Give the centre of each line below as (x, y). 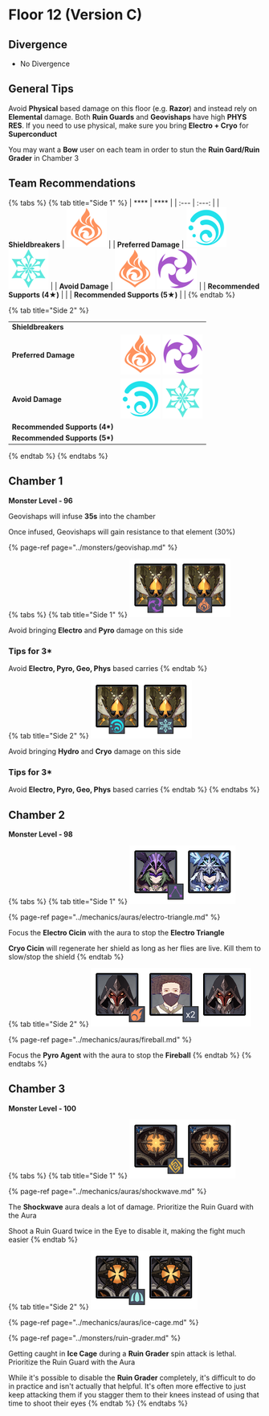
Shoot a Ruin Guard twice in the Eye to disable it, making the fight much (127, 1230)
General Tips (41, 89)
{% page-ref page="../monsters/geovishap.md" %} (93, 547)
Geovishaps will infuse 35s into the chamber (82, 516)
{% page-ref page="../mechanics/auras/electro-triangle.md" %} (114, 917)
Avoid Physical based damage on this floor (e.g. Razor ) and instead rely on (133, 108)
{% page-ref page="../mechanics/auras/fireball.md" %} (100, 1040)
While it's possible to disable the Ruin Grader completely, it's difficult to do (132, 1377)
